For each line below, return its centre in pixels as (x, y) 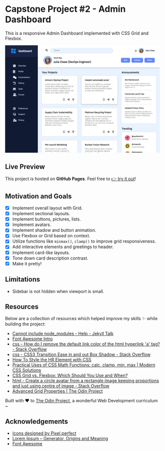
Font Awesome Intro (32, 339)
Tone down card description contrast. (50, 258)
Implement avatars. (32, 225)
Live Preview (25, 167)
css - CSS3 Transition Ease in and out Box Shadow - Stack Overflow (81, 354)
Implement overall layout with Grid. (47, 208)
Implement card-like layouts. (41, 253)
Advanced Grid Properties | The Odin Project (57, 391)
